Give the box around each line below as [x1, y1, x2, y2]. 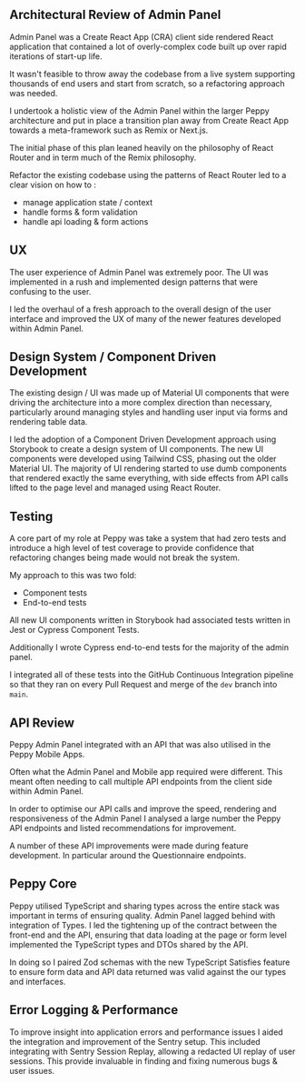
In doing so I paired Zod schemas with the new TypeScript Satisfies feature [9, 957, 290, 968]
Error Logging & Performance [9, 1002, 179, 1018]
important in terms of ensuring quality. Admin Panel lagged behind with [9, 909, 276, 921]
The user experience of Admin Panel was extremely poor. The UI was [9, 266, 270, 277]
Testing [9, 508, 54, 524]
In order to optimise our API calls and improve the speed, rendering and [9, 804, 277, 815]
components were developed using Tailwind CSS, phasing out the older [9, 454, 277, 465]
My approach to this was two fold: [9, 570, 137, 581]
